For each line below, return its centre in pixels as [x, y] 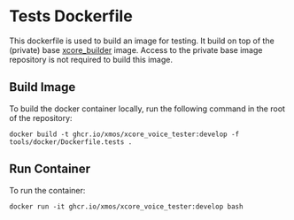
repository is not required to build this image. [91, 59]
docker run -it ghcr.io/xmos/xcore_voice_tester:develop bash [126, 206]
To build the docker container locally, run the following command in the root [147, 109]
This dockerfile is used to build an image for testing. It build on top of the [142, 41]
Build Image [43, 87]
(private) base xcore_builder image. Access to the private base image [136, 49]
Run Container [50, 169]
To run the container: [47, 190]
